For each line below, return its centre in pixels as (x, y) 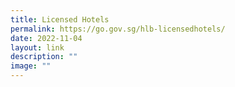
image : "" (31, 66)
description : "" (44, 57)
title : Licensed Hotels (60, 19)
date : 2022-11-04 (46, 38)
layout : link (37, 47)
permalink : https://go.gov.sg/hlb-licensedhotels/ (118, 29)
